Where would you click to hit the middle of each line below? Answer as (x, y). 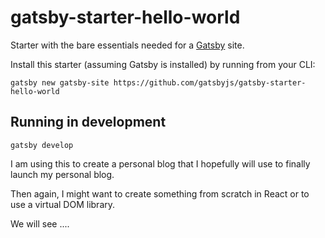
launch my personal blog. (62, 174)
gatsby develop (42, 145)
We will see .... (40, 223)
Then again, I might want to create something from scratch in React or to (160, 193)
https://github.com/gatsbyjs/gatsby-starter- (210, 82)
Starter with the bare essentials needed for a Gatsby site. (127, 45)
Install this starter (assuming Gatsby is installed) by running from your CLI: (163, 64)
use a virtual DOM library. (63, 204)
